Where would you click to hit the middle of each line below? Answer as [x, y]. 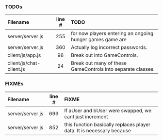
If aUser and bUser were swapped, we [108, 110]
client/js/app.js [24, 55]
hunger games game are [99, 40]
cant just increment [86, 116]
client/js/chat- [24, 63]
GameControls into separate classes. [113, 69]
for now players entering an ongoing [112, 33]
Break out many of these [99, 63]
